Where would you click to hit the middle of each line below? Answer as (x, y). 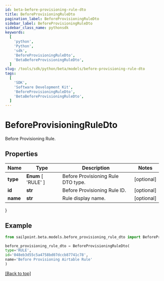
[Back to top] (18, 273)
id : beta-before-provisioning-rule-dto (46, 10)
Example (19, 226)
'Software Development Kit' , (43, 87)
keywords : (15, 32)
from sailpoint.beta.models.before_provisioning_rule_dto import (73, 237)
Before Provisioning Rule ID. (94, 190)
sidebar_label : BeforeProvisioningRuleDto (49, 23)
